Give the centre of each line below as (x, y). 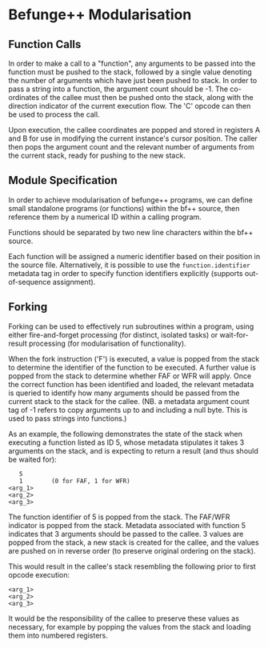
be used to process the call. (54, 114)
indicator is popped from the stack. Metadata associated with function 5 (127, 525)
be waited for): (33, 459)
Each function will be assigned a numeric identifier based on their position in (134, 256)
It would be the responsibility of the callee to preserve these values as (124, 618)
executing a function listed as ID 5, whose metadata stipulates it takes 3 (126, 442)
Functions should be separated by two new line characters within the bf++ (131, 232)
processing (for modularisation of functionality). (107, 343)
